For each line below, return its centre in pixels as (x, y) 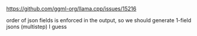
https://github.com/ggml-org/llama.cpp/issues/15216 (71, 9)
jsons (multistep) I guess (37, 27)
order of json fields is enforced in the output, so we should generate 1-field (99, 20)
